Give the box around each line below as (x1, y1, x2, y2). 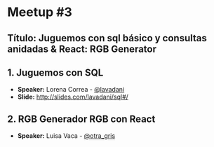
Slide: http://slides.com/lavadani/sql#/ (17, 92, 128, 101)
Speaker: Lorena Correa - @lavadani (17, 85, 125, 94)
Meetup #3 (7, 4, 72, 20)
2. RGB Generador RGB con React (7, 113, 156, 125)
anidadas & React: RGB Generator (7, 43, 156, 55)
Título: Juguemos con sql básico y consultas (7, 32, 207, 44)
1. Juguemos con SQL (7, 66, 104, 78)
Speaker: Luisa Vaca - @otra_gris (17, 132, 116, 140)
